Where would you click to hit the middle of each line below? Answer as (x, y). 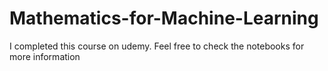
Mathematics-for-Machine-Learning (164, 18)
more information (45, 56)
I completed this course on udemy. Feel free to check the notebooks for (157, 46)
